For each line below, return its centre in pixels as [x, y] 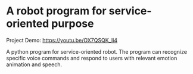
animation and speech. [34, 64]
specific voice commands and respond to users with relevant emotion [92, 58]
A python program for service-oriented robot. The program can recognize [97, 51]
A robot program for [56, 11]
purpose [73, 24]
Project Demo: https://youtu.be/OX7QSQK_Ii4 [62, 40]
